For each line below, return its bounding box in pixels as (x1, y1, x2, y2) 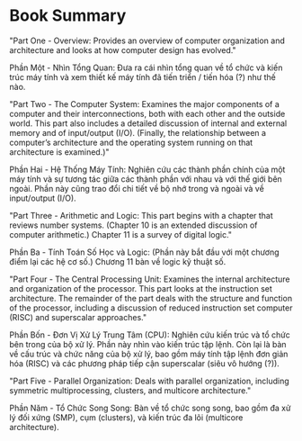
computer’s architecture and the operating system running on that (9, 137, 253, 148)
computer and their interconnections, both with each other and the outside (9, 108, 286, 119)
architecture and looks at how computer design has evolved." (9, 44, 236, 55)
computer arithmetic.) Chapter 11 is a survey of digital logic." (9, 229, 232, 239)
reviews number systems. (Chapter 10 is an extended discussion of (9, 220, 258, 230)
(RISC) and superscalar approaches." (9, 311, 147, 322)
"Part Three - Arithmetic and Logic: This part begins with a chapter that (9, 210, 274, 220)
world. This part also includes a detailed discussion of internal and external (9, 118, 288, 129)
